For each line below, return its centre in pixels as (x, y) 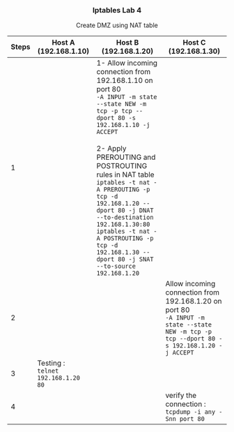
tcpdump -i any (190, 412)
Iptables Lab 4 (117, 10)
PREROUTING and (126, 157)
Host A (63, 43)
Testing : (51, 363)
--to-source (116, 266)
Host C (194, 43)
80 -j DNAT (135, 210)
